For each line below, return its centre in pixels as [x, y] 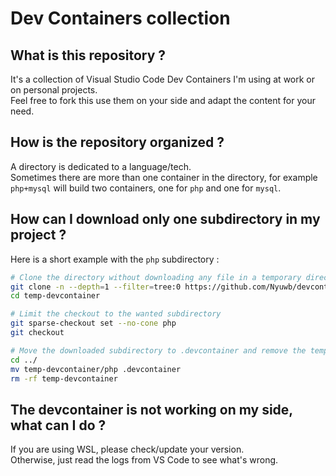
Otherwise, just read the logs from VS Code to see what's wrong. [144, 460]
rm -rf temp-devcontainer [64, 378]
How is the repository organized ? [117, 142]
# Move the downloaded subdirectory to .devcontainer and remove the [158, 350]
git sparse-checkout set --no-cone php [93, 323]
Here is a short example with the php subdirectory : [115, 259]
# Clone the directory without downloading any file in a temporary [156, 277]
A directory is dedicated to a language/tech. [101, 166]
